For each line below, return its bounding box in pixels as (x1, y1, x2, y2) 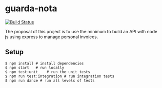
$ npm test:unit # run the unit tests (5, 69, 91, 74)
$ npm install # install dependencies (5, 61, 84, 66)
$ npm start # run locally (5, 65, 64, 70)
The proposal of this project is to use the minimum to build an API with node (5, 28, 158, 34)
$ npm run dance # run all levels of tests (5, 78, 95, 83)
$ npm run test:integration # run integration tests (5, 74, 115, 79)
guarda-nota (5, 3, 58, 14)
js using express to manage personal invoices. (5, 34, 98, 40)
